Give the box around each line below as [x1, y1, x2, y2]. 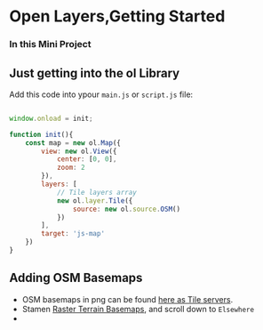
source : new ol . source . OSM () [72, 205, 180, 213]
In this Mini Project [9, 38, 92, 51]
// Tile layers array [56, 188, 138, 197]
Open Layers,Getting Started [9, 6, 226, 27]
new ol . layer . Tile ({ [56, 196, 133, 205]
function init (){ [9, 130, 74, 139]
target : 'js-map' [41, 229, 105, 238]
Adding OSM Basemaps [9, 270, 143, 286]
